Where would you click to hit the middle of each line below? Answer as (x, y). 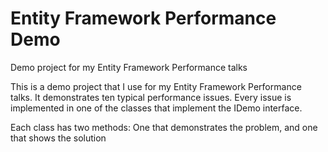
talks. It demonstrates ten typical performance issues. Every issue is (151, 97)
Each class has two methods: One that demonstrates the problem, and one (164, 127)
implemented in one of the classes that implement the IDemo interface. (156, 108)
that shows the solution (58, 138)
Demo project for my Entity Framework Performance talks (129, 67)
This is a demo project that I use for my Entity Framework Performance (156, 86)
